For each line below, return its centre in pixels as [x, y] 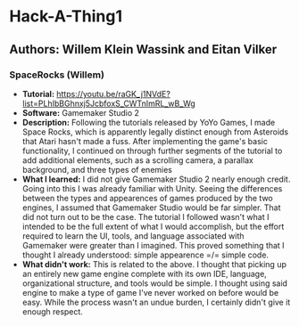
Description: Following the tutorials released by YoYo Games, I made [149, 122]
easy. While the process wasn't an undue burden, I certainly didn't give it [156, 302]
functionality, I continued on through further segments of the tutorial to [152, 151]
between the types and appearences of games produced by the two [148, 198]
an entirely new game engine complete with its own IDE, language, [145, 273]
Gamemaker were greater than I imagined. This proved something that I [153, 245]
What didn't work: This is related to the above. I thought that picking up [154, 264]
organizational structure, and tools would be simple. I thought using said [155, 283]
